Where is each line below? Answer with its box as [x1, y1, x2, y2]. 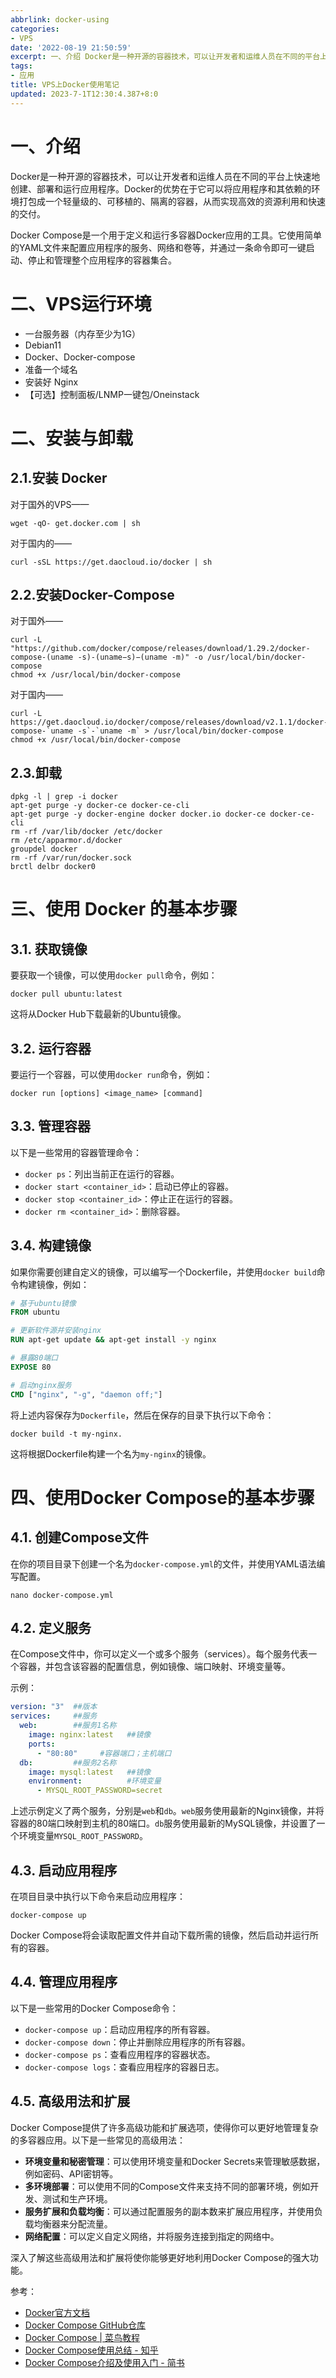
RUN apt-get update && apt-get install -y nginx [10, 1335, 217, 1345]
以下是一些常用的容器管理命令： [10, 1146, 142, 1158]
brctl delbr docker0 [10, 862, 97, 872]
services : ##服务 [10, 1711, 98, 1721]
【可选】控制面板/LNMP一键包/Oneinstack [24, 388, 200, 400]
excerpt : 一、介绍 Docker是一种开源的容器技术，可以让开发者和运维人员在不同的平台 [10, 52, 321, 62]
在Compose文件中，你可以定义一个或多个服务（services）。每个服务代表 [10, 1648, 309, 1660]
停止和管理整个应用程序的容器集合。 [27, 254, 177, 266]
